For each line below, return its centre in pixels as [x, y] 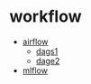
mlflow [35, 70]
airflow [35, 42]
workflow [45, 17]
